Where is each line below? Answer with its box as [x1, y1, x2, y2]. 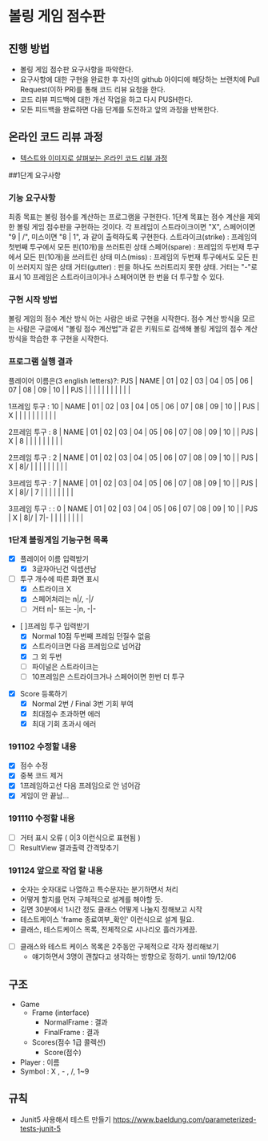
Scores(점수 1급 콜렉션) [31, 1037, 106, 1047]
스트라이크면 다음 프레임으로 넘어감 [31, 641, 142, 651]
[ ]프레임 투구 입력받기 [19, 621, 90, 631]
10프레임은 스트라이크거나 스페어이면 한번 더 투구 [31, 672, 186, 681]
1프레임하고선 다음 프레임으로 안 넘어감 [19, 781, 142, 790]
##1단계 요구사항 [8, 170, 62, 180]
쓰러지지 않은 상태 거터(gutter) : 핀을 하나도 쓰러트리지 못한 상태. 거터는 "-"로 [16, 262, 258, 272]
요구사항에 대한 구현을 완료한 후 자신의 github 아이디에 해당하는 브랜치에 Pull [19, 75, 260, 84]
